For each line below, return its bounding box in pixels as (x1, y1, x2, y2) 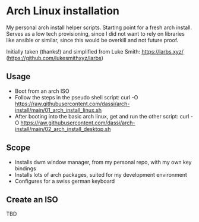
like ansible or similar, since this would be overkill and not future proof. (6, 36, 179, 43)
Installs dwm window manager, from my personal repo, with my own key (14, 158, 192, 165)
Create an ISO (6, 195, 58, 205)
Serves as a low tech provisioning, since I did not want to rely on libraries (6, 30, 185, 37)
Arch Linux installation (6, 4, 120, 18)
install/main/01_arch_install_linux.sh (14, 106, 102, 114)
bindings (14, 165, 37, 172)
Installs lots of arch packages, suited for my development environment (14, 171, 187, 178)
